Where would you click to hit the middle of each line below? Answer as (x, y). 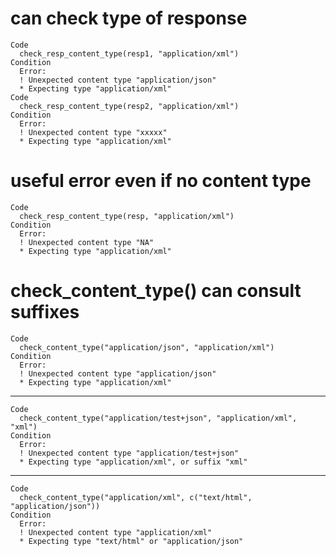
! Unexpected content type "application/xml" (116, 532)
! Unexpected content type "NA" (87, 242)
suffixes (45, 312)
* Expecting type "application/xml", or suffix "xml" (133, 462)
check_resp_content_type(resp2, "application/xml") (129, 106)
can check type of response (129, 18)
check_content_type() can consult (156, 291)
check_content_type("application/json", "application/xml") (147, 347)
